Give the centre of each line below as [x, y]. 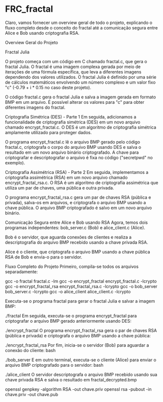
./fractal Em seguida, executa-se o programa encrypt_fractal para [71, 316]
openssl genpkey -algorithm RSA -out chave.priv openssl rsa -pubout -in [78, 389]
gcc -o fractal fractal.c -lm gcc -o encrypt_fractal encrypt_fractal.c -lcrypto [81, 281]
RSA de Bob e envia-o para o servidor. [44, 257]
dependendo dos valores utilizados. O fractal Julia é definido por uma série [81, 77]
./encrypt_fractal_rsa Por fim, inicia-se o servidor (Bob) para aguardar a [77, 345]
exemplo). [15, 163]
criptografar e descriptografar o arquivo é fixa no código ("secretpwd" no [79, 157]
